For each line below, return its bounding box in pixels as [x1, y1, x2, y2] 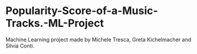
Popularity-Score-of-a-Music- [5, 4, 158, 18]
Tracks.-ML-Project [5, 16, 104, 30]
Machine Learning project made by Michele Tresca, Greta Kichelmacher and [5, 36, 192, 43]
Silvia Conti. [5, 42, 35, 49]
